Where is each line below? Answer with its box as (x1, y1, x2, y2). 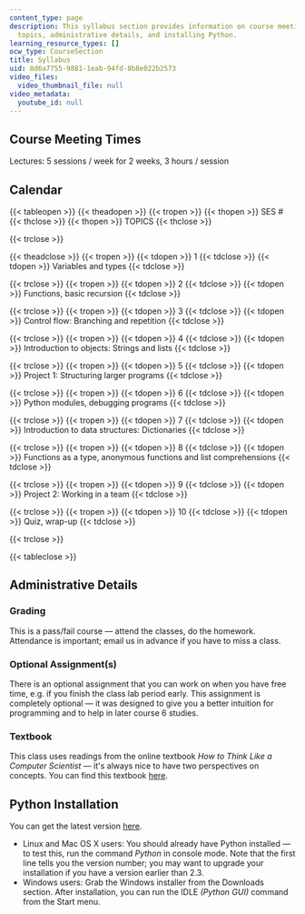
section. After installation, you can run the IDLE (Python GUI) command (22, 887, 289, 898)
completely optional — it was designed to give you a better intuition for (9, 698, 274, 708)
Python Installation (9, 797, 119, 812)
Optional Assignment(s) (9, 658, 118, 670)
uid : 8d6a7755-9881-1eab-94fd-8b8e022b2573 (9, 65, 177, 74)
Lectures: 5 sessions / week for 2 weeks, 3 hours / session (9, 156, 230, 166)
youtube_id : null (17, 97, 84, 107)
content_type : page (9, 13, 84, 23)
